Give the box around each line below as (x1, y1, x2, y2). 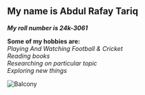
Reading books (7, 52, 50, 60)
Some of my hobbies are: (7, 37, 81, 45)
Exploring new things (7, 66, 68, 74)
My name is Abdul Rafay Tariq (7, 6, 139, 17)
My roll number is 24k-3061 (7, 23, 88, 32)
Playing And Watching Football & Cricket (7, 44, 123, 52)
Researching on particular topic (7, 59, 98, 67)
